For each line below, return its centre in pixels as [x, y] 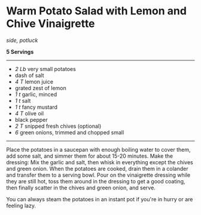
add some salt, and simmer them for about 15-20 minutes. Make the [90, 156]
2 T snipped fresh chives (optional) [58, 126]
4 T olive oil [29, 113]
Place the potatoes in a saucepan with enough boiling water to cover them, [98, 149]
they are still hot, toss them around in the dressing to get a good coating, [96, 181]
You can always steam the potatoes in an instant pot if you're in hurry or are [100, 199]
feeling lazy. [21, 205]
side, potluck [22, 40]
